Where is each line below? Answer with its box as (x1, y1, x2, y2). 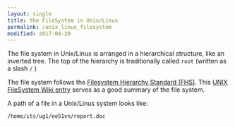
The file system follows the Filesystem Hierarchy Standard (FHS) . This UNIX (7, 78, 228, 87)
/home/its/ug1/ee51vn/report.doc (7, 113, 106, 120)
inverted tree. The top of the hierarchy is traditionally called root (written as (7, 57, 227, 66)
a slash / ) (7, 64, 37, 73)
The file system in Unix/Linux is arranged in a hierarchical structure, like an (7, 49, 224, 58)
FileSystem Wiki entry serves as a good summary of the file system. (7, 85, 205, 94)
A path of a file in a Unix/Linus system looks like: (7, 99, 148, 108)
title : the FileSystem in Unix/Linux (7, 17, 119, 24)
